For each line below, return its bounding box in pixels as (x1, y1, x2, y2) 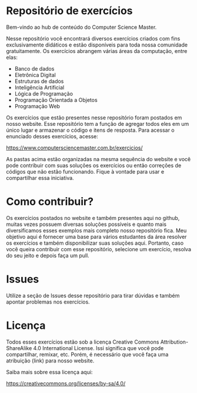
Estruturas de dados (14, 78, 64, 85)
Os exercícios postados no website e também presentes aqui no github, (6, 214, 180, 221)
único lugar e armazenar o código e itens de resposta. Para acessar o (6, 126, 175, 134)
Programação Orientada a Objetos (14, 96, 98, 104)
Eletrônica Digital (14, 71, 56, 78)
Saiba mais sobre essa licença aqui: (6, 368, 93, 375)
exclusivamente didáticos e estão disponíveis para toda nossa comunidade (6, 41, 188, 48)
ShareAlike (6, 344, 32, 351)
